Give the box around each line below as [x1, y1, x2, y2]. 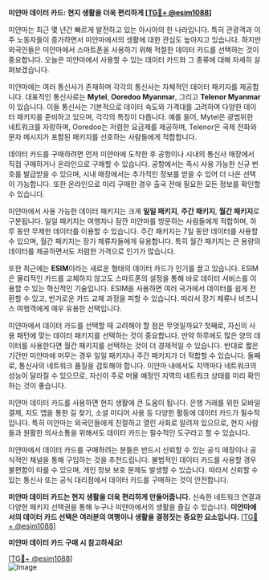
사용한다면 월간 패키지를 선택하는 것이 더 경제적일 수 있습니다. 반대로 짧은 [29, 341, 259, 350]
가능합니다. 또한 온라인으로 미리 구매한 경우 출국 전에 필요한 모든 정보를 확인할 [16, 180, 261, 189]
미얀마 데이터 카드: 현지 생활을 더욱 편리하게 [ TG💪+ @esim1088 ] [8, 8, 212, 17]
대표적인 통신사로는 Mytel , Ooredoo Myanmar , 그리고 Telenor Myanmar [25, 92, 261, 101]
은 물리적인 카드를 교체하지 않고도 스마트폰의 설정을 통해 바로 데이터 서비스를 [8, 274, 249, 283]
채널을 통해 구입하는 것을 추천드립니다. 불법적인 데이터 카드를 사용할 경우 [29, 455, 257, 464]
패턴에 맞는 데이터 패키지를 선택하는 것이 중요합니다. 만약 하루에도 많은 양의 [16, 331, 253, 340]
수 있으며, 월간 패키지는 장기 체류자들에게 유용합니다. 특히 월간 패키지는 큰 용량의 [8, 237, 261, 245]
